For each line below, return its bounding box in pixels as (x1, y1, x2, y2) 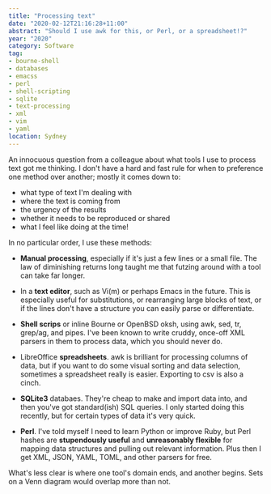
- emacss (8, 72, 38, 80)
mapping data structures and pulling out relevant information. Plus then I (19, 443, 261, 454)
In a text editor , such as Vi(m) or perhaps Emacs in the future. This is (19, 286, 251, 296)
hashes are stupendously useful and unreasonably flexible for (19, 435, 233, 445)
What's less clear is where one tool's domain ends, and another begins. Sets (8, 467, 264, 478)
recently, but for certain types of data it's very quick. (19, 411, 196, 420)
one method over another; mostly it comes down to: (8, 172, 181, 181)
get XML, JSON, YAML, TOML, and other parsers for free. (19, 452, 213, 462)
